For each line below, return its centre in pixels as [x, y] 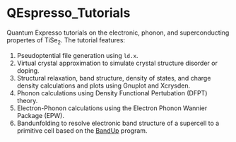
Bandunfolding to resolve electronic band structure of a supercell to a [118, 123]
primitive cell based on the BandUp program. [82, 130]
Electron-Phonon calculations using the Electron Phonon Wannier [112, 108]
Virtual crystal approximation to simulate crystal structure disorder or [117, 63]
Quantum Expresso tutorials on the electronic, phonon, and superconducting [118, 32]
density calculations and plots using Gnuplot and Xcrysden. [104, 85]
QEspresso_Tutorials [69, 13]
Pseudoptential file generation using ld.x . [77, 55]
